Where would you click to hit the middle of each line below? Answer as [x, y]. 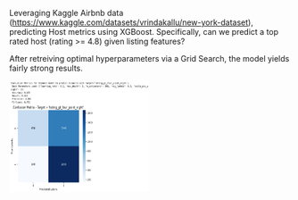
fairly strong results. [46, 68]
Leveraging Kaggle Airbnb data [66, 13]
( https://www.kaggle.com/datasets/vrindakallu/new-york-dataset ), [132, 22]
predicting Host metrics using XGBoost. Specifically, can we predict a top [144, 32]
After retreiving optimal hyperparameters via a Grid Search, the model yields [149, 58]
